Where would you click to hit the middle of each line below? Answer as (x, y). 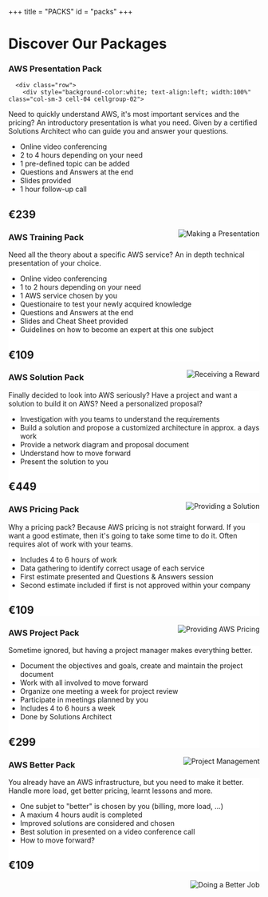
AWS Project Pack (44, 633)
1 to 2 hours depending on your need (80, 287)
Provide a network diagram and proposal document (104, 444)
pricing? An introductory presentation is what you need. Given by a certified (133, 122)
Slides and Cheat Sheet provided (74, 321)
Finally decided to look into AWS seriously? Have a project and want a (123, 394)
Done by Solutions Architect (66, 717)
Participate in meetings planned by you (84, 700)
